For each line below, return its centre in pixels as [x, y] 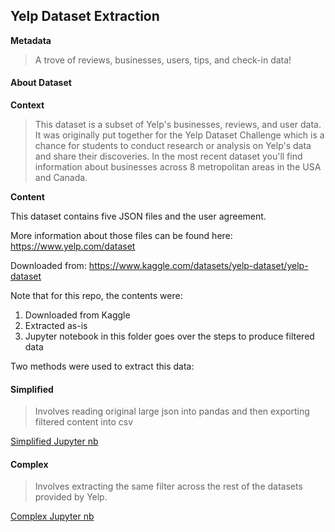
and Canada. [61, 178]
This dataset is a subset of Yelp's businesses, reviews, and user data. [178, 125]
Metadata [31, 40]
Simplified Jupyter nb [54, 441]
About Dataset [41, 83]
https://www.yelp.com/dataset [73, 246]
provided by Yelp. [71, 497]
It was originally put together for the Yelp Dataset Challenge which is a [179, 135]
